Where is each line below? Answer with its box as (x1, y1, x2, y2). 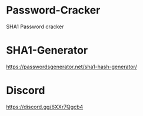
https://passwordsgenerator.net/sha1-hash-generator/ (6, 63, 137, 70)
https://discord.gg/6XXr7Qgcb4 (6, 103, 84, 110)
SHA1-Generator (6, 44, 88, 57)
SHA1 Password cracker (6, 23, 64, 30)
